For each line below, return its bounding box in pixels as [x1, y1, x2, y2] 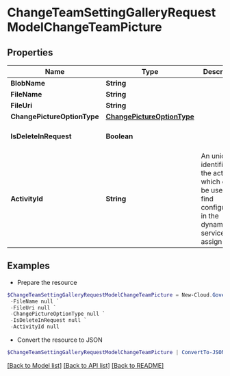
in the [201, 211, 219, 221]
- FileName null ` [10, 298, 60, 305]
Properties [7, 47, 53, 58]
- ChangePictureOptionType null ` [10, 310, 106, 318]
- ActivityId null [10, 323, 60, 330]
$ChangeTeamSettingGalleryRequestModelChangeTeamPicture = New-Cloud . [7, 291, 213, 299]
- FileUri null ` [10, 304, 57, 311]
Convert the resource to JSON [16, 336, 103, 344]
